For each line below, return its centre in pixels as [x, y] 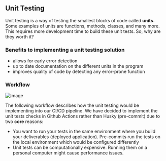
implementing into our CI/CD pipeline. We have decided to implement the [81, 111]
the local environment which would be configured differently [76, 142]
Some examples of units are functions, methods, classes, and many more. [82, 26]
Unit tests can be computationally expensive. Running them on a [80, 148]
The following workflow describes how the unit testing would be [72, 105]
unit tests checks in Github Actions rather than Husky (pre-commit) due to [83, 116]
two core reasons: [24, 122]
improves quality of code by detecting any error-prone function [79, 72]
